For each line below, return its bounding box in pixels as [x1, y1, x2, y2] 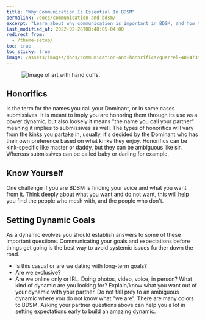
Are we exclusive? [15, 269, 61, 276]
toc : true [6, 43, 32, 49]
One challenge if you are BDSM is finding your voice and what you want [6, 184, 187, 192]
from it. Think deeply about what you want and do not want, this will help [6, 190, 189, 198]
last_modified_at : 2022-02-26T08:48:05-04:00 [6, 26, 124, 32]
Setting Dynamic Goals [6, 215, 96, 225]
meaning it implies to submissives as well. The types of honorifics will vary [6, 124, 194, 132]
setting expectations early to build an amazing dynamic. [15, 308, 156, 315]
